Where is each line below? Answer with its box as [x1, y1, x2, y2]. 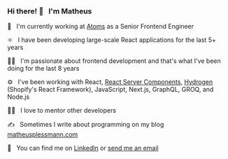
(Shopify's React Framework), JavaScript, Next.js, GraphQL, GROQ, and [7, 85, 214, 94]
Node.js [7, 92, 30, 101]
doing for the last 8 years [7, 64, 80, 73]
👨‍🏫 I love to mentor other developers [7, 106, 117, 115]
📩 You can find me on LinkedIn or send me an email [7, 144, 159, 153]
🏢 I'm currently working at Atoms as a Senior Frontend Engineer [7, 22, 194, 31]
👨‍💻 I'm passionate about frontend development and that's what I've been [7, 57, 222, 65]
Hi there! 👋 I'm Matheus [7, 6, 92, 16]
